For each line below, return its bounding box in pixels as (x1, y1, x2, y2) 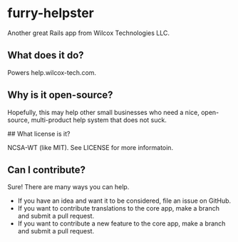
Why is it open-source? (7, 89, 113, 101)
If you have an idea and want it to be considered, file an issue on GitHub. (17, 196, 232, 205)
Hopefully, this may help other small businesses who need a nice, (7, 108, 200, 116)
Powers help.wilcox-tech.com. (7, 68, 97, 76)
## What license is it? (7, 129, 71, 138)
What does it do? (7, 49, 84, 61)
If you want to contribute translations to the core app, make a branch (17, 204, 219, 213)
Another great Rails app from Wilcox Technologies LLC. (7, 29, 170, 37)
